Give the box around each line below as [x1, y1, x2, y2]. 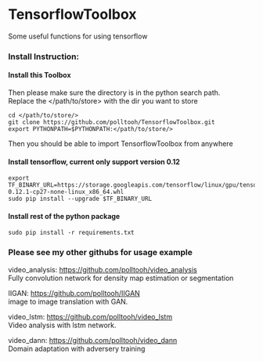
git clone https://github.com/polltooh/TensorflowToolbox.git [8, 119, 215, 126]
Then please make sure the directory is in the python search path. [8, 88, 221, 97]
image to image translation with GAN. [8, 297, 128, 306]
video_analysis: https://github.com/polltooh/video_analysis [8, 264, 197, 274]
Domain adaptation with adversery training [8, 344, 146, 353]
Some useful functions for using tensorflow [8, 31, 148, 41]
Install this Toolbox [8, 71, 72, 80]
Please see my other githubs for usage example [8, 247, 193, 258]
